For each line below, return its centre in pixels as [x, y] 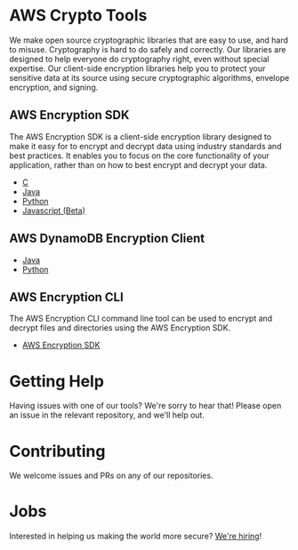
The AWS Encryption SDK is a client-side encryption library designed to [141, 136]
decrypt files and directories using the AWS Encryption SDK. [120, 328]
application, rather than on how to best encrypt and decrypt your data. [138, 164]
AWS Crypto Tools [78, 16]
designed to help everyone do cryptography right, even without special [139, 59]
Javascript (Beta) [54, 211]
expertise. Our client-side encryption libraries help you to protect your [137, 68]
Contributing [57, 451]
